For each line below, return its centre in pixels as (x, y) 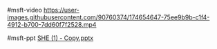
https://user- (62, 10)
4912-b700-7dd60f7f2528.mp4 (52, 24)
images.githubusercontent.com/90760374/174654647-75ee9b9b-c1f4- (108, 17)
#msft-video (25, 10)
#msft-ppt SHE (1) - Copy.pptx (50, 38)
